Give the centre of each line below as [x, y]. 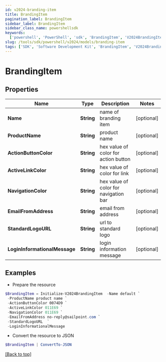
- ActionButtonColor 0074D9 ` [37, 303]
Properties [22, 90]
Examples [21, 273]
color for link [114, 173]
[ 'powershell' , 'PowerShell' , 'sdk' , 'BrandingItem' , [66, 38]
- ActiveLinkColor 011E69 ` [35, 308]
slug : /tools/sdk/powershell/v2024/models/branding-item [65, 42]
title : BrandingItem [26, 14]
